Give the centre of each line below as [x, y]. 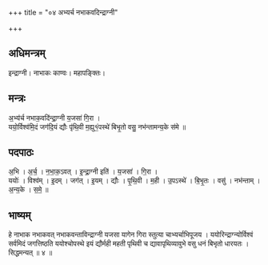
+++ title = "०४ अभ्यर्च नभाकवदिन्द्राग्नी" [63, 12]
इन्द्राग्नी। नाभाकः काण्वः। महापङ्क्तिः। [57, 73]
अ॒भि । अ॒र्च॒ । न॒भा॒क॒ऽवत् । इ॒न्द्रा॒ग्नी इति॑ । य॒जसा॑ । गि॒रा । [83, 171]
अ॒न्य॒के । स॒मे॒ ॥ [29, 190]
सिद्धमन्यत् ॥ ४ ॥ [30, 253]
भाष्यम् [20, 215]
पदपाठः [21, 153]
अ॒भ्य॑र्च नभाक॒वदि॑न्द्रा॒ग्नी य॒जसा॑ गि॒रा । [54, 118]
